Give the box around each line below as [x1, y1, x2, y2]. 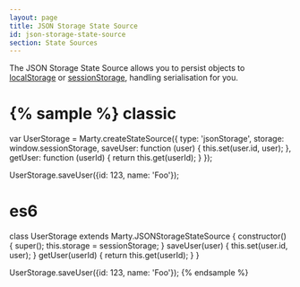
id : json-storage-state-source [9, 30, 126, 39]
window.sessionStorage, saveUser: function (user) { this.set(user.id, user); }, [9, 143, 292, 153]
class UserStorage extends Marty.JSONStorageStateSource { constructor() [9, 230, 287, 242]
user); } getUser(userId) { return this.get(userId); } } [9, 250, 200, 261]
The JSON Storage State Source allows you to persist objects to [9, 63, 245, 74]
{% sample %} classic [9, 104, 177, 124]
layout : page [9, 13, 58, 22]
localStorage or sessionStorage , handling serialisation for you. [9, 73, 239, 83]
